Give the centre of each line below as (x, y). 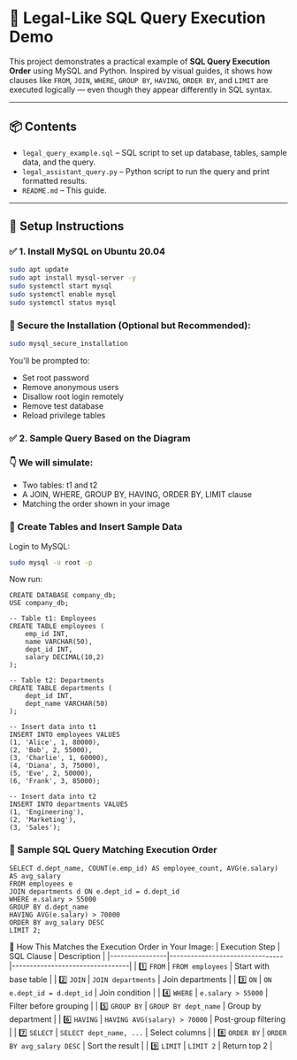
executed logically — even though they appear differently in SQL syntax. (141, 89)
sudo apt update (39, 270)
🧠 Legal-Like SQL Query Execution (137, 18)
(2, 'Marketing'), (43, 820)
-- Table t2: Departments (57, 680)
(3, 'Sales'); (35, 828)
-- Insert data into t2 (53, 797)
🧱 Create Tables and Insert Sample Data (96, 527)
